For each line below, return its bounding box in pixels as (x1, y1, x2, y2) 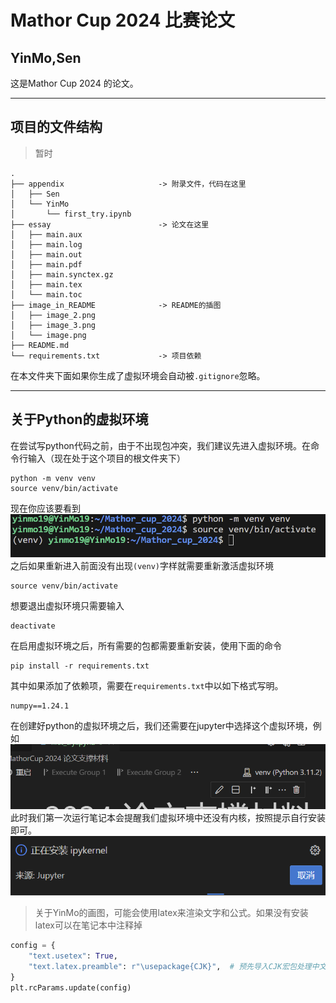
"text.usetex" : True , (28, 951, 118, 961)
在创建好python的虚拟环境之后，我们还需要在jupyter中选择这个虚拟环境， (10, 720, 313, 732)
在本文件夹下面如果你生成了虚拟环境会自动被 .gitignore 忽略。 (10, 369, 266, 381)
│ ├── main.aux (10, 229, 83, 240)
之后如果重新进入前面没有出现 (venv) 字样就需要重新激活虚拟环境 (10, 560, 274, 572)
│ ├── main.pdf (10, 259, 83, 270)
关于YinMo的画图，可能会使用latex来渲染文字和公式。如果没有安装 (34, 907, 309, 919)
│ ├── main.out (10, 249, 83, 260)
